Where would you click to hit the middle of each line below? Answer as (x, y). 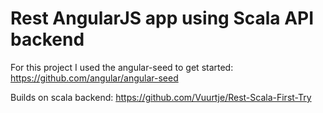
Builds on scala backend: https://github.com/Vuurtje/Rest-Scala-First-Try (161, 97)
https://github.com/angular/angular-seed (94, 78)
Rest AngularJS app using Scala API (162, 18)
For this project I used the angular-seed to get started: (122, 67)
